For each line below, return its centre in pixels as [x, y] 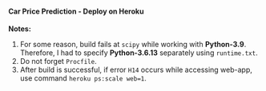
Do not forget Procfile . [58, 61]
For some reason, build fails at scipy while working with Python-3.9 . [133, 45]
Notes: [20, 29]
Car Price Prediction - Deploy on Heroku [76, 11]
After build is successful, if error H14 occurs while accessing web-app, [136, 70]
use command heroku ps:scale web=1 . [83, 78]
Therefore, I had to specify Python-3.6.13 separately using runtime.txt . [139, 53]
